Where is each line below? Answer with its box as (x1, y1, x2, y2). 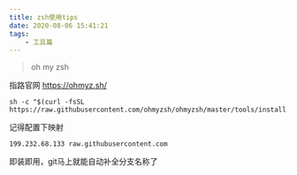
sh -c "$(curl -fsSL (9, 98, 86, 107)
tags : (9, 29, 29, 38)
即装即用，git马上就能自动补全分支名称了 (9, 156, 158, 167)
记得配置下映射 (9, 122, 64, 133)
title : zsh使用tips (9, 12, 79, 22)
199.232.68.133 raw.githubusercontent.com (9, 140, 168, 148)
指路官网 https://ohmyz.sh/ (9, 80, 108, 91)
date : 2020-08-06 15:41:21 (9, 21, 109, 30)
